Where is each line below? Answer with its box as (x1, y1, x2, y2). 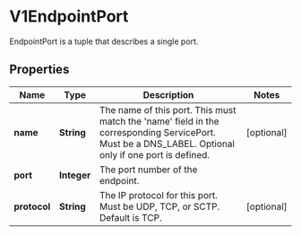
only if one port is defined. (99, 148, 211, 161)
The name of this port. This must (99, 103, 236, 116)
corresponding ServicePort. (99, 126, 217, 138)
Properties (9, 62, 70, 77)
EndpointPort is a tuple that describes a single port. (9, 36, 199, 47)
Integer (59, 169, 91, 181)
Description (142, 88, 194, 101)
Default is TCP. (99, 211, 163, 223)
